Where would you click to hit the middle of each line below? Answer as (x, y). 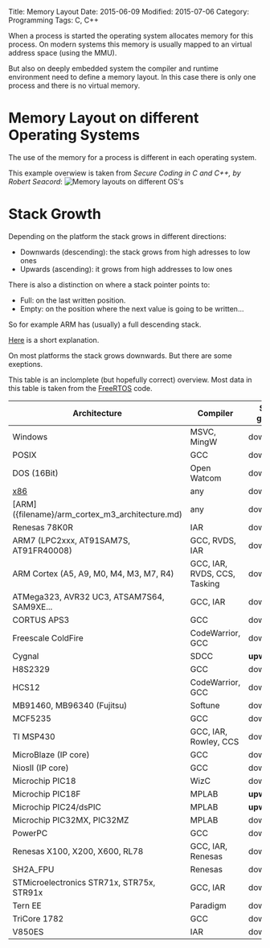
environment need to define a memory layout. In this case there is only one (132, 77)
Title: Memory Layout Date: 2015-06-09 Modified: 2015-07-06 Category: (129, 12)
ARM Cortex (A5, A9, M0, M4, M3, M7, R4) (93, 573)
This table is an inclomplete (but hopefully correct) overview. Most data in (130, 379)
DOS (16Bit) (35, 472)
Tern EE (27, 905)
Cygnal (26, 656)
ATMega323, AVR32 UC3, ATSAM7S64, (88, 596)
